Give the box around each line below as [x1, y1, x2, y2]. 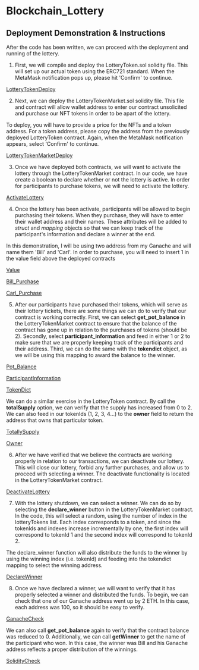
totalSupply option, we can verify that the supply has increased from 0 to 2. [6, 404, 192, 411]
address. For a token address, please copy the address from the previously [6, 128, 190, 134]
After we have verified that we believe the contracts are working [14, 451, 172, 458]
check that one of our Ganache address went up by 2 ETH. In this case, [14, 597, 190, 605]
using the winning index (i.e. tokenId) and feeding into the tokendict [6, 555, 171, 562]
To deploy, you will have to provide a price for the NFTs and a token [6, 121, 171, 129]
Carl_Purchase [6, 290, 42, 296]
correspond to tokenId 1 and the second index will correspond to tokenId [14, 531, 192, 538]
